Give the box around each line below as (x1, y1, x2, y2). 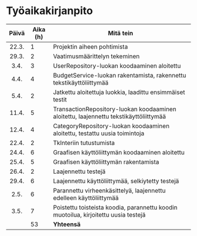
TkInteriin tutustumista (53, 139, 116, 147)
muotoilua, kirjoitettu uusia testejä (53, 210, 146, 218)
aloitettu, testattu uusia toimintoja (53, 129, 145, 137)
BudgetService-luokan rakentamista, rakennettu (53, 71, 186, 79)
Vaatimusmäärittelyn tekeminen (53, 52, 140, 60)
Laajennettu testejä (53, 167, 106, 176)
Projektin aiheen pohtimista (53, 42, 128, 50)
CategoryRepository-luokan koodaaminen (53, 122, 170, 130)
